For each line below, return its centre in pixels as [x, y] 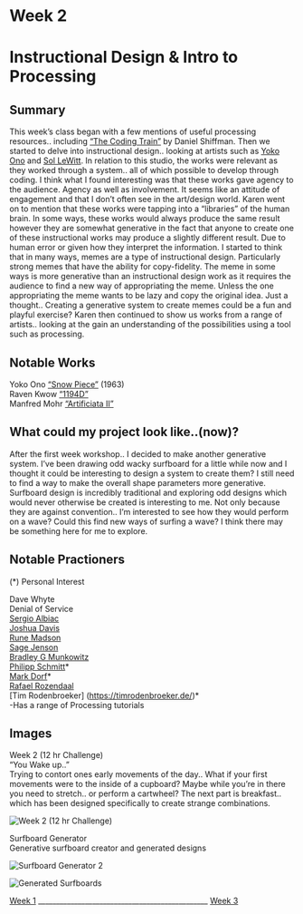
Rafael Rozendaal [42, 685]
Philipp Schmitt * [39, 666]
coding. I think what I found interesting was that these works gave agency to [151, 180]
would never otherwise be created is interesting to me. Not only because [145, 502]
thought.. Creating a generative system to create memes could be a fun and [151, 306]
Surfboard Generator [48, 839]
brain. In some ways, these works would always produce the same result [145, 219]
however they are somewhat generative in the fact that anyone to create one [151, 228]
